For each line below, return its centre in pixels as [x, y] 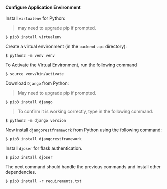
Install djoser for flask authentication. [44, 148]
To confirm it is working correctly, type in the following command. [86, 112]
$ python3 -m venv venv [30, 56]
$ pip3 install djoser [29, 158]
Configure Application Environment [43, 7]
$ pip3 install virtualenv [33, 37]
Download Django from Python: [37, 83]
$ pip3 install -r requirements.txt [43, 181]
